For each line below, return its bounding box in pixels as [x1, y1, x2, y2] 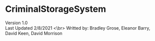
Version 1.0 [5, 20, 28, 26]
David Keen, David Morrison [5, 30, 63, 36]
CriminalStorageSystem [5, 3, 106, 15]
